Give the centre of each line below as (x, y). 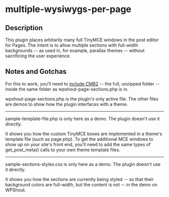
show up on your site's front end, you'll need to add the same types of (78, 144)
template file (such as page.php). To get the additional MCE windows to (79, 139)
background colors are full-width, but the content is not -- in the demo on (81, 184)
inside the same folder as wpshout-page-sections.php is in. (67, 89)
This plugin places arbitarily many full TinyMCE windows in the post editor (82, 40)
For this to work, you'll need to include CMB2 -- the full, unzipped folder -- (82, 83)
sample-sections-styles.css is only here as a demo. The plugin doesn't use (83, 164)
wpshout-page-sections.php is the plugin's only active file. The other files (82, 98)
